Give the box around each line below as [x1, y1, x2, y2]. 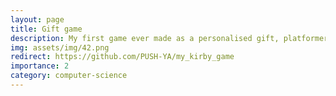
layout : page [10, 14, 65, 25]
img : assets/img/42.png [10, 42, 110, 53]
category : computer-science [10, 71, 128, 81]
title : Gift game [10, 24, 83, 34]
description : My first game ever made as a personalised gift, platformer [10, 33, 329, 43]
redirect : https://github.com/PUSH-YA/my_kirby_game [10, 52, 235, 62]
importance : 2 [10, 61, 70, 71]
